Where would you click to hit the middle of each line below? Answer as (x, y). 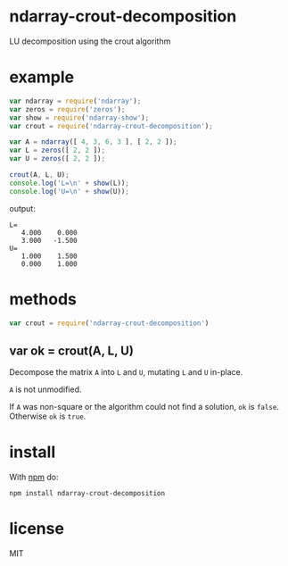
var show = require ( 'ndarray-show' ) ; (79, 118)
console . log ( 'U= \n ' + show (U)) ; (69, 191)
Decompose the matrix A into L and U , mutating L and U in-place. (126, 372)
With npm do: (34, 477)
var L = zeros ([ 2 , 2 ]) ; (57, 150)
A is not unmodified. (45, 389)
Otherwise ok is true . (48, 416)
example (42, 77)
